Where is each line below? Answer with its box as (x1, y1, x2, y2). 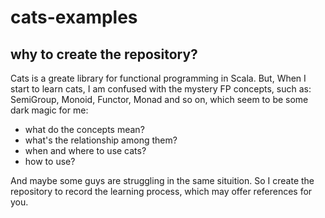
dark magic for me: (10, 104, 89, 116)
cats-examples (10, 6, 138, 29)
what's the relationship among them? (24, 134, 178, 146)
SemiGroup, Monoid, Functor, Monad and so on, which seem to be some (10, 94, 309, 105)
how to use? (24, 156, 76, 167)
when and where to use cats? (24, 145, 147, 156)
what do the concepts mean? (24, 124, 145, 135)
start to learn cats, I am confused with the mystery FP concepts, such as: (10, 83, 312, 95)
